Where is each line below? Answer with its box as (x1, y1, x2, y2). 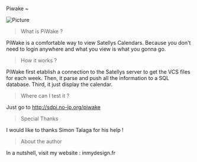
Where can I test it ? (20, 92, 70, 99)
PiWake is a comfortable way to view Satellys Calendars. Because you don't (6, 39, 191, 46)
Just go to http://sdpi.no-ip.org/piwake (6, 104, 101, 111)
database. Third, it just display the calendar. (6, 81, 113, 88)
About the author (20, 138, 62, 145)
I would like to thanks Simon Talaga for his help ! (6, 127, 124, 133)
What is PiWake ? (20, 28, 63, 35)
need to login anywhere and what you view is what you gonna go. (6, 45, 166, 52)
